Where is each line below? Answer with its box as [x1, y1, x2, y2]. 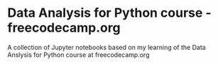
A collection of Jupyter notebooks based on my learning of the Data [7, 43, 206, 51]
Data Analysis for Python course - [7, 5, 212, 21]
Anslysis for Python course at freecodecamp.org [7, 51, 150, 59]
